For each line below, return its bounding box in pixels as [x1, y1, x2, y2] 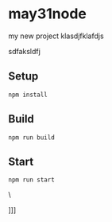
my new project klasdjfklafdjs [8, 31, 105, 41]
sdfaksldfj [8, 46, 41, 56]
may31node [8, 5, 87, 23]
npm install [8, 91, 48, 99]
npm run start [8, 176, 56, 184]
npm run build [8, 133, 56, 142]
